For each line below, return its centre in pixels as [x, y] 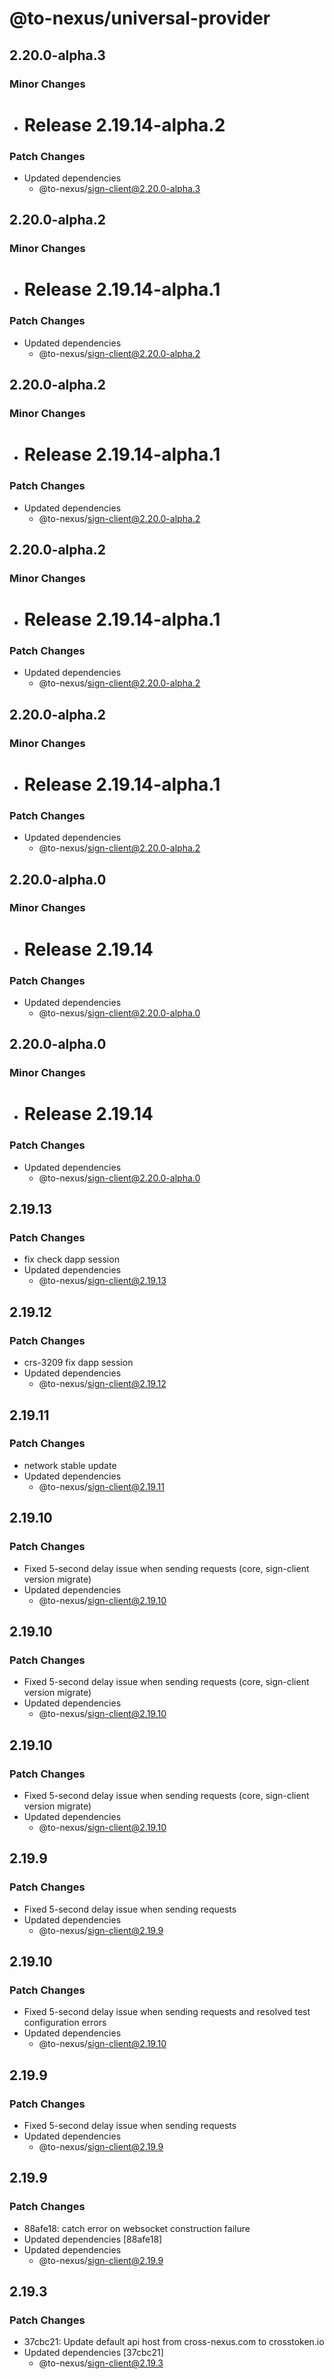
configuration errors [65, 2023]
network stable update [70, 1465]
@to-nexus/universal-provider [140, 18]
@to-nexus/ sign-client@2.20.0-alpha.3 [119, 188]
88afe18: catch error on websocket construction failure [137, 2228]
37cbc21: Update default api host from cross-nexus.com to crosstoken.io [174, 2342]
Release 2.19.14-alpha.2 [124, 124]
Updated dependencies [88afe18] [93, 2239]
